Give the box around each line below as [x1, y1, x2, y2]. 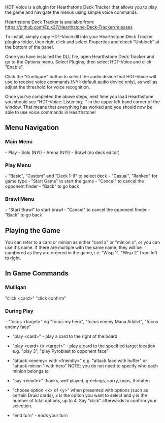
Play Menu [5, 162, 31, 169]
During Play [5, 307, 33, 314]
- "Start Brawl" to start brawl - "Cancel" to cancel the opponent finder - [5, 207, 150, 213]
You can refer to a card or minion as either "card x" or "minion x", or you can [5, 240, 160, 245]
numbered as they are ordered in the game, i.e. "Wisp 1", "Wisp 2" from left [5, 250, 158, 256]
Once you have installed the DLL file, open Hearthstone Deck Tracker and [5, 54, 155, 60]
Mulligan [5, 284, 27, 291]
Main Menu [5, 138, 33, 145]
